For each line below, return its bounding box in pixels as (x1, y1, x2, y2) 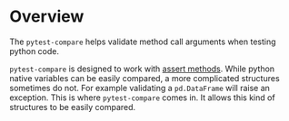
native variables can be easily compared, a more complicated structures (9, 72, 280, 83)
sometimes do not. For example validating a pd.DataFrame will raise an (9, 82, 271, 93)
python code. (9, 45, 59, 56)
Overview (9, 6, 85, 27)
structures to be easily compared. (9, 101, 136, 112)
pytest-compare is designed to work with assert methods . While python (9, 63, 275, 74)
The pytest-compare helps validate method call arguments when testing (9, 36, 276, 47)
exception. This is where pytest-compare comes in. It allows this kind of (9, 92, 275, 103)
